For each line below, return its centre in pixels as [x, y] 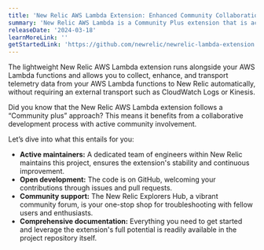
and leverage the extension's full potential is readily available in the [128, 230]
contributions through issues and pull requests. [96, 188]
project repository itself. [58, 238]
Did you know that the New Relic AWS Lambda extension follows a [115, 108]
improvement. [42, 171]
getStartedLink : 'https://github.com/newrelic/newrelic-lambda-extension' [133, 45]
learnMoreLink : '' [38, 37]
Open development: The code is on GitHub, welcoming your [117, 180]
